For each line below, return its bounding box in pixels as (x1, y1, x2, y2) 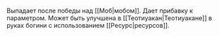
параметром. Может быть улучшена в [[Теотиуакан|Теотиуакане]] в (6, 14, 213, 22)
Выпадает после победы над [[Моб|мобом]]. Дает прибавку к (6, 7, 194, 15)
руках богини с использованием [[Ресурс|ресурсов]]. (6, 21, 170, 29)
